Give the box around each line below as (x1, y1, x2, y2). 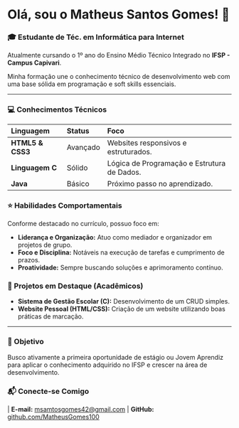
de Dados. (107, 167, 142, 177)
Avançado (66, 142, 101, 152)
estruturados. (107, 146, 152, 156)
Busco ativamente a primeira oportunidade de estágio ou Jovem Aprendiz (7, 353, 224, 361)
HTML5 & (11, 138, 43, 148)
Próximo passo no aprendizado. (107, 178, 213, 188)
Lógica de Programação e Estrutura (107, 158, 226, 168)
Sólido (66, 163, 88, 173)
